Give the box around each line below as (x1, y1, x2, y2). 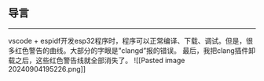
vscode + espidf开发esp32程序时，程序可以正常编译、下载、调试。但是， (8, 36, 247, 45)
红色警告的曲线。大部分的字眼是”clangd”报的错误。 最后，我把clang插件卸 (14, 45, 256, 55)
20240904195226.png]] (8, 64, 86, 73)
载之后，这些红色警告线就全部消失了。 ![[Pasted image (8, 55, 185, 65)
